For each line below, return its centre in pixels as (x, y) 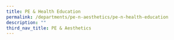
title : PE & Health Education (44, 11)
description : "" (26, 22)
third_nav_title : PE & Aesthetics (49, 28)
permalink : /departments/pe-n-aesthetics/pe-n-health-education (87, 17)
